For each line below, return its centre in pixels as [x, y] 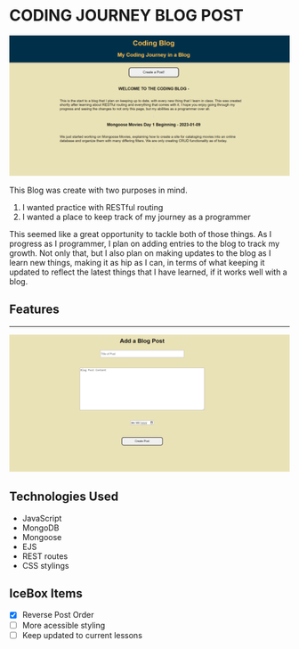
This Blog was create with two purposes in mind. [99, 190]
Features [34, 310]
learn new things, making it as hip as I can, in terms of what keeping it [137, 262]
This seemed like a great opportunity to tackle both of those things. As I [141, 234]
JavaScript [42, 518]
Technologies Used [64, 497]
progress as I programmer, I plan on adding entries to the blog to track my [145, 243]
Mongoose [42, 537]
